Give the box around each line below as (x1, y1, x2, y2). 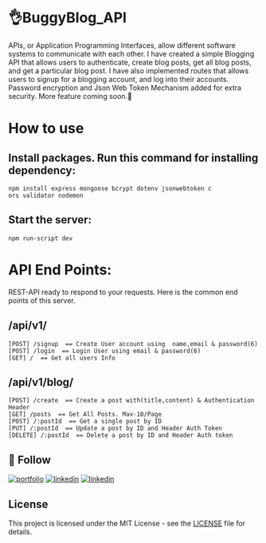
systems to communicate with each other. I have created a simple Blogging (8, 49, 255, 58)
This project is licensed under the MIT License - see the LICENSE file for (8, 518, 245, 528)
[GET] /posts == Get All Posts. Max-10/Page (8, 411, 162, 419)
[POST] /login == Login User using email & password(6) (8, 347, 201, 355)
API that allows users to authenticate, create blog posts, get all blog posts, (8, 57, 252, 67)
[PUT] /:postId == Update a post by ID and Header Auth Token (8, 424, 223, 433)
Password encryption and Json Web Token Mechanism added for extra (8, 83, 241, 92)
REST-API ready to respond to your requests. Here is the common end (8, 287, 238, 297)
